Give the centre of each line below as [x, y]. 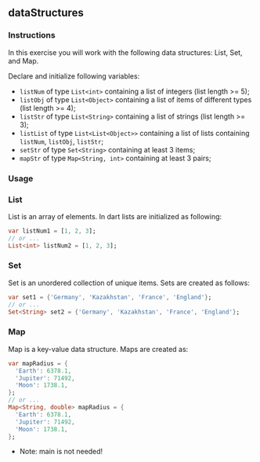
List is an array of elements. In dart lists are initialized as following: [115, 216]
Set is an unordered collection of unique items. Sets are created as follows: [129, 283]
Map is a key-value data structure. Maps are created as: [98, 349]
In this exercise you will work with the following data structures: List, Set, [125, 52]
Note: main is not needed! [61, 452]
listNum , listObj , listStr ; [61, 141]
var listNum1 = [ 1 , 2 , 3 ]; [52, 231]
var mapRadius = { [38, 363]
